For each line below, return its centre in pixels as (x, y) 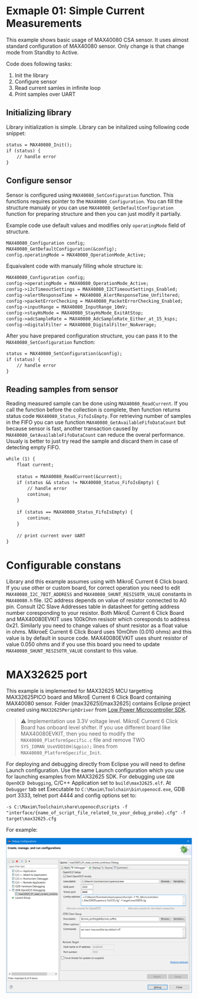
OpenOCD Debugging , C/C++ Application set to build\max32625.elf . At (89, 783)
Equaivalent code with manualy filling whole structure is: (75, 266)
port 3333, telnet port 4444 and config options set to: (71, 796)
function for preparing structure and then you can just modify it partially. (94, 213)
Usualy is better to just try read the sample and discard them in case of (92, 441)
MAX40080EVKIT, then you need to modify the (78, 734)
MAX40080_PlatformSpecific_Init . (61, 753)
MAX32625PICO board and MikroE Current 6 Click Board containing (89, 697)
